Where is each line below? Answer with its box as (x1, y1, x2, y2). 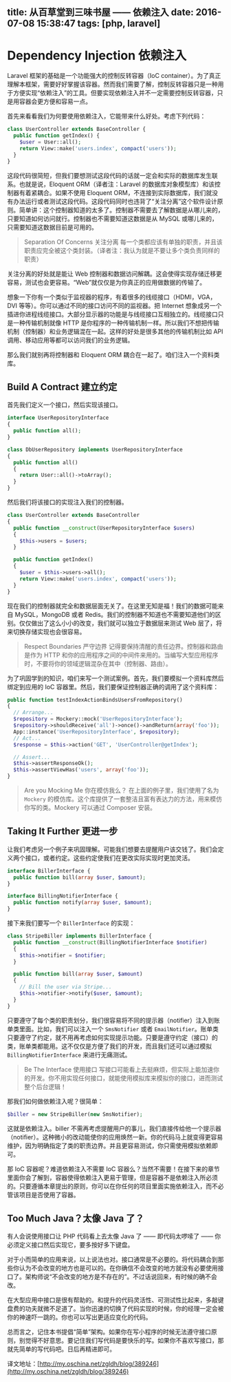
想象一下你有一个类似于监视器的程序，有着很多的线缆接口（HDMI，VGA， (7, 292, 217, 301)
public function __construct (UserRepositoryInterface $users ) (13, 525, 195, 531)
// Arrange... (13, 709, 54, 716)
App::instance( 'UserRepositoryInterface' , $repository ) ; (13, 728, 180, 735)
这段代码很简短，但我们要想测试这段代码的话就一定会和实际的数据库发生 (7, 171, 212, 179)
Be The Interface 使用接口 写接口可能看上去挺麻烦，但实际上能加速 (23, 1065, 214, 1073)
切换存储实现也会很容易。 (12, 627, 86, 636)
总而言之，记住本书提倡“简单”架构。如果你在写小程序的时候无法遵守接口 (7, 1328, 212, 1336)
